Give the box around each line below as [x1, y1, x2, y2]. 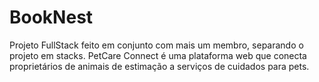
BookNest [9, 6, 94, 29]
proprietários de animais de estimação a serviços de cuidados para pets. [9, 60, 310, 72]
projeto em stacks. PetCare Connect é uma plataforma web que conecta [9, 49, 307, 61]
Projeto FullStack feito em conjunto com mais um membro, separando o [9, 39, 304, 51]
